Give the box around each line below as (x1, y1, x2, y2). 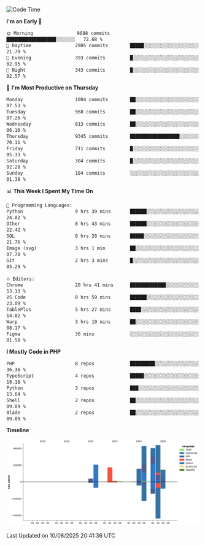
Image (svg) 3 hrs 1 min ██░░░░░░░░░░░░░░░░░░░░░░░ (6, 245, 199, 251)
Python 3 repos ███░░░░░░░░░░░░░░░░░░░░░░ (6, 385, 199, 391)
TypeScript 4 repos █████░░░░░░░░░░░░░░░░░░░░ (6, 373, 199, 379)
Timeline (6, 427, 29, 433)
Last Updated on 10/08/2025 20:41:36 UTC (6, 532, 115, 539)
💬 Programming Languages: (6, 202, 72, 208)
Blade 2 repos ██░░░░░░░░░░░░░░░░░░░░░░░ (6, 410, 199, 416)
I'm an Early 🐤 (6, 18, 42, 25)
